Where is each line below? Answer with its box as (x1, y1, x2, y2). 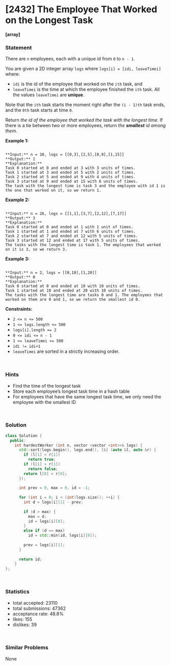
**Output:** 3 (5, 216, 36, 221)
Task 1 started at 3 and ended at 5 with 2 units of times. (5, 170, 136, 175)
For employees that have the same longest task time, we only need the (12, 393, 162, 399)
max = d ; (28, 514, 47, 519)
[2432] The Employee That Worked (5, 4, 157, 15)
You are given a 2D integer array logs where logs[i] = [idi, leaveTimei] (5, 65, 161, 72)
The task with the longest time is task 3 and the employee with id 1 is (5, 183, 166, 188)
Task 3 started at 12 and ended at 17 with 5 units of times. (5, 238, 140, 243)
